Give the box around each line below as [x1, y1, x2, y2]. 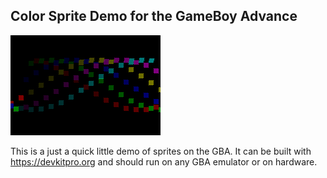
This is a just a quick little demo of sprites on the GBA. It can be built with [10, 145, 312, 157]
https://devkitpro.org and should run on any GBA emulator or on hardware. [10, 155, 318, 168]
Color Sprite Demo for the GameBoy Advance [10, 8, 298, 25]
